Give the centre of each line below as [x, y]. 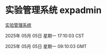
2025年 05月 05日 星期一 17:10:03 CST [45, 35]
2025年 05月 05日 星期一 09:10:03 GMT [46, 46]
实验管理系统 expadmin [53, 10]
